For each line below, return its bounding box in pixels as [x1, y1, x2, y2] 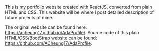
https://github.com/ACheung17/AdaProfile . [5, 40, 92, 46]
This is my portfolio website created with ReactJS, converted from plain [5, 4, 152, 10]
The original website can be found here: [5, 24, 87, 30]
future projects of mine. [5, 15, 54, 20]
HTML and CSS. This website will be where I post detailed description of [5, 9, 154, 15]
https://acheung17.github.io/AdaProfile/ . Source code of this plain [5, 30, 139, 35]
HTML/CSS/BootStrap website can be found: [5, 35, 97, 41]
